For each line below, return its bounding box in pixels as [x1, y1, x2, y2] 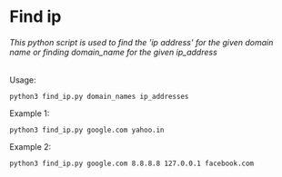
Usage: [9, 74, 36, 85]
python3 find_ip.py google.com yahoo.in [9, 125, 166, 135]
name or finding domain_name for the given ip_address [9, 46, 218, 57]
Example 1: [9, 108, 50, 119]
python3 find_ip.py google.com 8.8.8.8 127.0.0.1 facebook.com [9, 159, 255, 169]
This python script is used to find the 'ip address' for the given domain [9, 36, 274, 47]
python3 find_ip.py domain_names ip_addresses [9, 93, 189, 102]
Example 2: [9, 142, 52, 152]
